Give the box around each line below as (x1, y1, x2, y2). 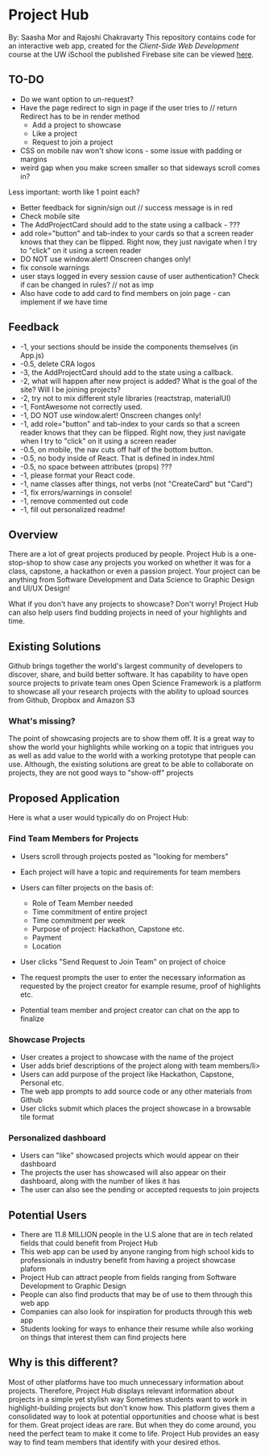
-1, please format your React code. (19, 470, 135, 480)
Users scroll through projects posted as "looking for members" (19, 851, 229, 861)
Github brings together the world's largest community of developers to (8, 661, 243, 671)
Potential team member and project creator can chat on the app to (19, 1005, 240, 1015)
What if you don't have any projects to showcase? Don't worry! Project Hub (8, 599, 259, 609)
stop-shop (8, 558, 43, 568)
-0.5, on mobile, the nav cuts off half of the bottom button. (19, 444, 213, 454)
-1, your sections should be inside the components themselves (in (19, 341, 239, 352)
